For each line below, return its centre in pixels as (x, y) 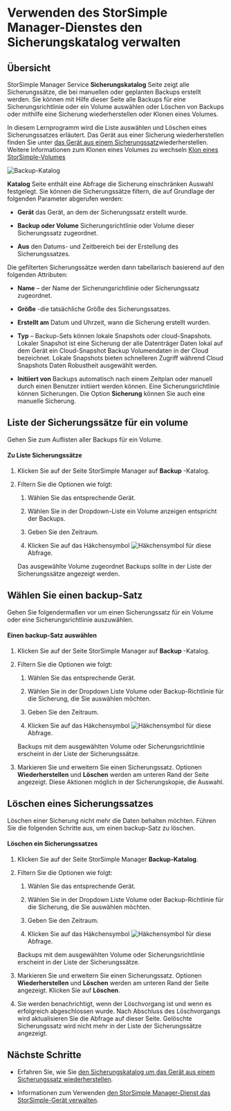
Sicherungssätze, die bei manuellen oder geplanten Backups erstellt (104, 92)
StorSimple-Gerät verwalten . (58, 1100)
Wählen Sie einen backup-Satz (75, 595)
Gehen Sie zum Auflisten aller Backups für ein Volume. (85, 440)
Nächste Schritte (44, 1055)
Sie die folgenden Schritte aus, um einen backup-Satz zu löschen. (101, 828)
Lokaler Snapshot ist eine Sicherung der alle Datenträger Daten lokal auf (120, 343)
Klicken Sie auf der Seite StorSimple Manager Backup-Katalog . (108, 860)
